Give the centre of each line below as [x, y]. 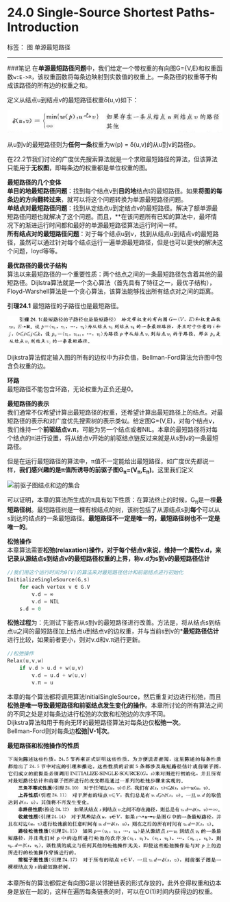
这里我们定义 [175, 470]
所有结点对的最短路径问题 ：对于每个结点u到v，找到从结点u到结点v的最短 [110, 234]
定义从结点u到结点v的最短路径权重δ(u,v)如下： [73, 100]
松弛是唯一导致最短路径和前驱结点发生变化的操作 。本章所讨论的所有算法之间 [115, 705]
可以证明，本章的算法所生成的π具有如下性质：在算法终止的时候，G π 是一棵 [112, 501]
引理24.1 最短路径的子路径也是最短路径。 [65, 306]
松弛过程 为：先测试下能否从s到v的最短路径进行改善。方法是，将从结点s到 [111, 623]
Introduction [43, 27]
